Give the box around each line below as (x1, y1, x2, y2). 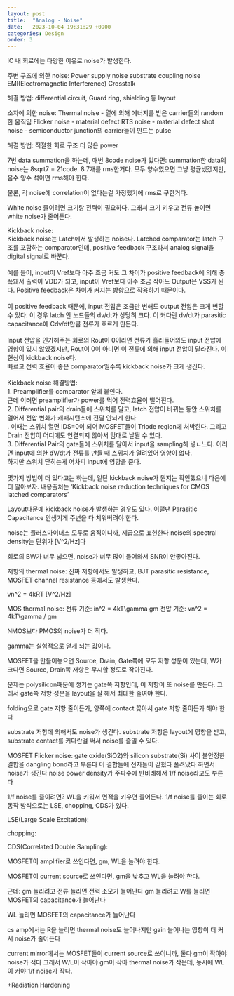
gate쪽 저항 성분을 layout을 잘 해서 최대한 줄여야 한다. (20, 689, 168, 698)
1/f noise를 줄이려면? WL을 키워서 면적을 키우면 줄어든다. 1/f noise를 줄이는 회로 (7, 792, 228, 801)
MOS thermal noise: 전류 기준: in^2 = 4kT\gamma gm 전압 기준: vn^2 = (7, 604, 208, 613)
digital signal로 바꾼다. (7, 252, 70, 260)
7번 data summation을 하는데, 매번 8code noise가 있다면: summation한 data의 (7, 156, 226, 165)
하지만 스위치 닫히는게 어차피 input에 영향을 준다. (7, 458, 142, 466)
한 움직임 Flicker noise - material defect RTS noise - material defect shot (7, 117, 215, 126)
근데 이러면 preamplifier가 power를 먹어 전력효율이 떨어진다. (7, 396, 174, 404)
